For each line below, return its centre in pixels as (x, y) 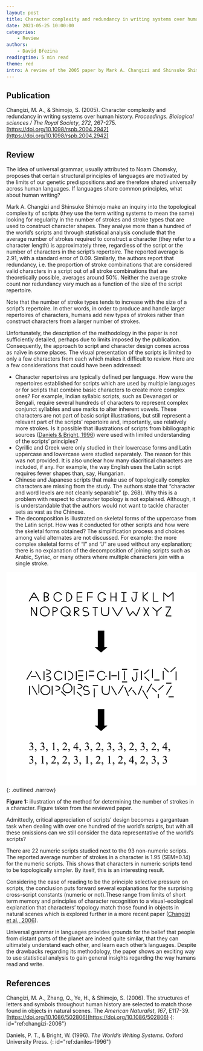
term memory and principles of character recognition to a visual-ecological (100, 901)
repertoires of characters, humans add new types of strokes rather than (95, 315)
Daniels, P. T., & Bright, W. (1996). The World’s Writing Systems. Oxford (95, 1035)
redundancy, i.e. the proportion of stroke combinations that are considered (99, 265)
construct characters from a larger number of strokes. (73, 321)
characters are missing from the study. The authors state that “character (105, 486)
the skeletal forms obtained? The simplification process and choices (100, 531)
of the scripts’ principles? (47, 441)
